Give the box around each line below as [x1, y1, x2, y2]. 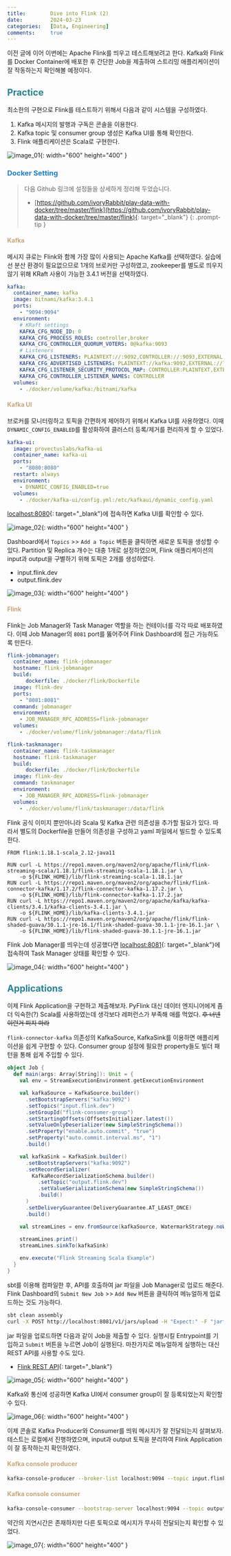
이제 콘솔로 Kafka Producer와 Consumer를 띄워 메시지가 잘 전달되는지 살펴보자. [7, 1426, 223, 1434]
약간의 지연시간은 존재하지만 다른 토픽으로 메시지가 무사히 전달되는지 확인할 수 [7, 1518, 217, 1526]
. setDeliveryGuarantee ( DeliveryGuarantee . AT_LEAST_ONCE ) [25, 1204, 192, 1211]
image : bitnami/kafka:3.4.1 [13, 296, 94, 303]
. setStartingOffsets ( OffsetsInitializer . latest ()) [25, 1115, 174, 1122]
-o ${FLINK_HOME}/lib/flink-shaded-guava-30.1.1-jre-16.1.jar [19, 928, 201, 934]
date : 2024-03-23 [7, 17, 81, 23]
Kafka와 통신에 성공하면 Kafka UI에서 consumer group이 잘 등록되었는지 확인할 [7, 1390, 223, 1398]
